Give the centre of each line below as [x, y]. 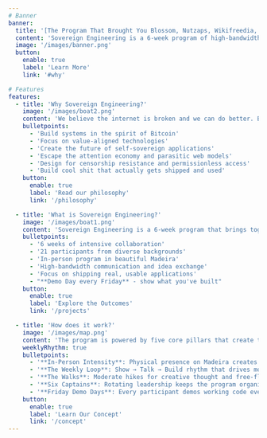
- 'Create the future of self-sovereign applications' [122, 148]
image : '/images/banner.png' [64, 45]
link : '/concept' [58, 422]
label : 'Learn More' [56, 68]
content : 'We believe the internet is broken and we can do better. [138, 119]
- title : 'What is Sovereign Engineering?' [88, 215]
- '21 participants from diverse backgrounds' [108, 252]
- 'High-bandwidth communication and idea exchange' [118, 266]
